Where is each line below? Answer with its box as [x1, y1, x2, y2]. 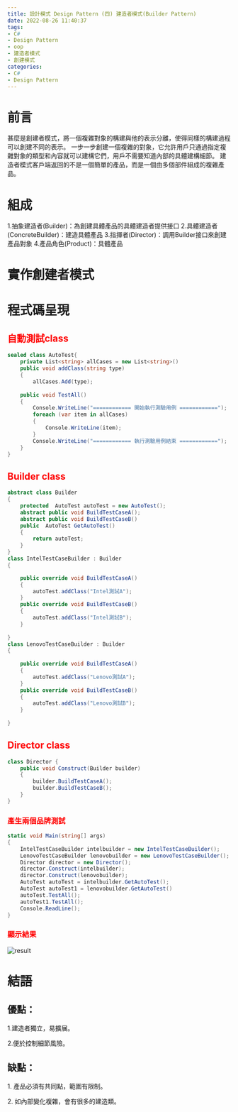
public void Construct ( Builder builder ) [20, 764, 141, 772]
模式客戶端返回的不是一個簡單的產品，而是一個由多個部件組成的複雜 [19, 160, 218, 169]
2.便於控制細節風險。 [7, 1039, 69, 1047]
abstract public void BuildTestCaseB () [20, 515, 138, 522]
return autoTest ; [33, 535, 84, 543]
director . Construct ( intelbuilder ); [20, 865, 125, 873]
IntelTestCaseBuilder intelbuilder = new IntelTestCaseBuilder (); [20, 845, 220, 852]
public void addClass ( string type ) [20, 365, 125, 373]
